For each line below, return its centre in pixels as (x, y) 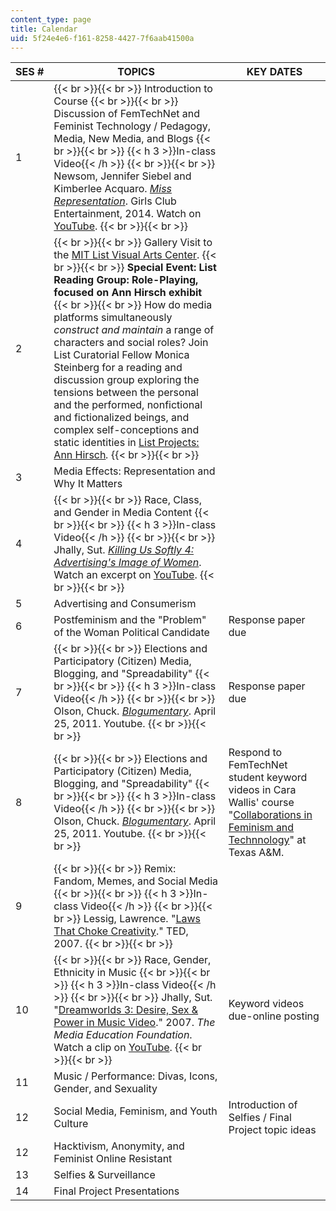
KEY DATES (274, 72)
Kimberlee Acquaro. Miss (113, 189)
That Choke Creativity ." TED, (121, 931)
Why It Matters (88, 484)
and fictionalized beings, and (121, 418)
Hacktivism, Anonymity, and (119, 1146)
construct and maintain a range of (134, 330)
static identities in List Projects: (126, 443)
